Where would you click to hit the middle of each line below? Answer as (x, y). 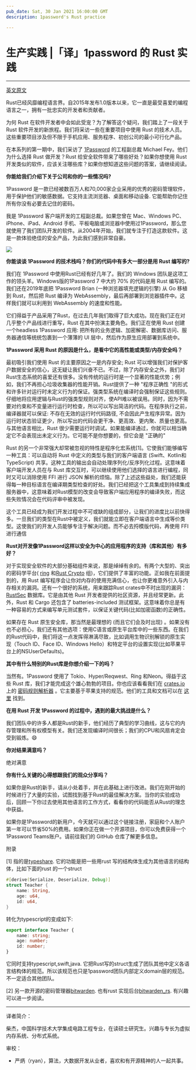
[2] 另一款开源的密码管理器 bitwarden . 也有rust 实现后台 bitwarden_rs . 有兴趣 (97, 991)
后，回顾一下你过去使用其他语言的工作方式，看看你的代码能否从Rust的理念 (96, 802)
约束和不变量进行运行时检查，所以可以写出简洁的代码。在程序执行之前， (103, 406)
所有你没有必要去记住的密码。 (42, 204)
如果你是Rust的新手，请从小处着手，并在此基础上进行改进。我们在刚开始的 (96, 787)
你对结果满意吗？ (27, 750)
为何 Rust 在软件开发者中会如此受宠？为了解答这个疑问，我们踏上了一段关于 (97, 122)
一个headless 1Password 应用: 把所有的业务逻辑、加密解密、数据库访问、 (94, 330)
